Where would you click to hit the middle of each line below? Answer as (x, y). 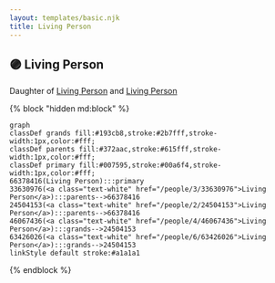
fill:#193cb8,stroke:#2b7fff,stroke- (146, 133)
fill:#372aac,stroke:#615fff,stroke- (150, 150)
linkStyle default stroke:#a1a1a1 (75, 253)
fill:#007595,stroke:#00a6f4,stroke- (150, 165)
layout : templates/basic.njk (65, 18)
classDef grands (40, 133)
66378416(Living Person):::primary (77, 182)
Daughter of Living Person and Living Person (93, 91)
